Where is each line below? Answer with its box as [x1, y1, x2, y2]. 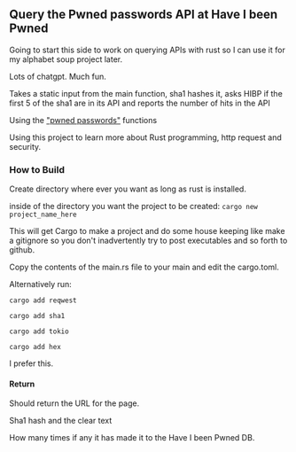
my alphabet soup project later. [9, 53, 123, 65]
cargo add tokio [9, 327, 69, 336]
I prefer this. [9, 358, 54, 369]
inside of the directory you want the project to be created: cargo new [9, 201, 259, 212]
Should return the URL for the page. [9, 398, 140, 409]
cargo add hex [9, 343, 62, 352]
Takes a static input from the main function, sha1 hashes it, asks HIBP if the [9, 88, 284, 98]
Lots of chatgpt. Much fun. [9, 71, 106, 82]
